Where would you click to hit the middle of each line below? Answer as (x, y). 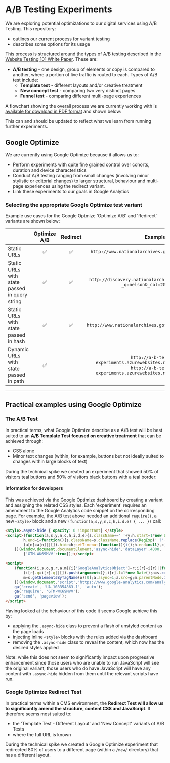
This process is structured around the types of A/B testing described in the (83, 54)
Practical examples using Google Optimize (73, 405)
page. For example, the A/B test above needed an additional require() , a (81, 516)
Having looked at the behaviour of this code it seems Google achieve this (81, 611)
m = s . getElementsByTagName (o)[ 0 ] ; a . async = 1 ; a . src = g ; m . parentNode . (94, 577)
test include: (26, 80)
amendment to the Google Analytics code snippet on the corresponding (80, 510)
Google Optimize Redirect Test (44, 692)
